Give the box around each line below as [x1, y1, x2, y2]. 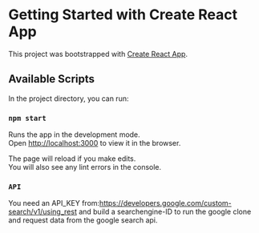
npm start [8, 114, 47, 123]
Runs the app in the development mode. [8, 130, 140, 139]
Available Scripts [8, 72, 95, 86]
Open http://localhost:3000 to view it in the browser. [8, 139, 181, 148]
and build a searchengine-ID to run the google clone [79, 207, 252, 217]
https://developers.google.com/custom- [99, 199, 233, 208]
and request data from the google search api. [8, 215, 158, 225]
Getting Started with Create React [8, 6, 238, 24]
